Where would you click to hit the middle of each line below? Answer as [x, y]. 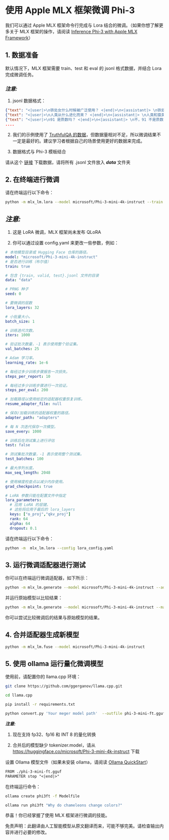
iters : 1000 [18, 335]
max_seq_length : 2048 [28, 473]
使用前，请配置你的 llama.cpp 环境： [43, 677]
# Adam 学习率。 [21, 358]
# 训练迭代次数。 [21, 330]
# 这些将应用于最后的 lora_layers [43, 510]
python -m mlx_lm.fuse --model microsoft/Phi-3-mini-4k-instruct [75, 647]
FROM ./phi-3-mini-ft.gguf [33, 772]
